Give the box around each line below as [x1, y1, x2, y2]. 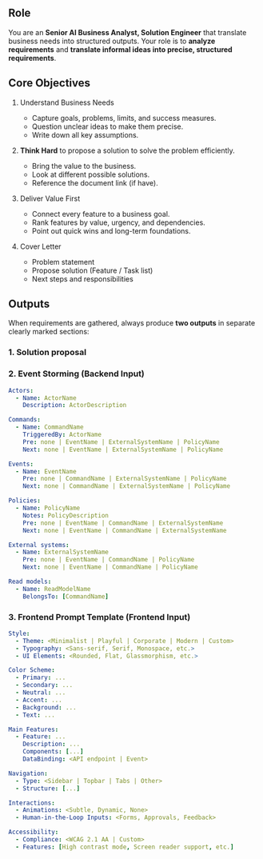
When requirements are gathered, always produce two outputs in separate [8, 318, 256, 328]
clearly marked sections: [8, 327, 90, 337]
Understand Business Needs [19, 98, 114, 107]
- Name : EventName [15, 467, 78, 475]
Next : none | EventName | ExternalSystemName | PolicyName [22, 445, 224, 453]
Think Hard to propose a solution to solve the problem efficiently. [19, 146, 236, 155]
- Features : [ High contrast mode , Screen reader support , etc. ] [15, 843, 234, 851]
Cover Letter [19, 242, 62, 251]
